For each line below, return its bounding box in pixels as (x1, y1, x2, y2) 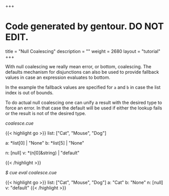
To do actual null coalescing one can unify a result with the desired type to (5, 99, 162, 105)
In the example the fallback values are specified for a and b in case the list (5, 84, 161, 90)
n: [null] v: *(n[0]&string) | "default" (5, 150, 80, 156)
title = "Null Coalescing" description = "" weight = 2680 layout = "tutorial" (5, 48, 161, 54)
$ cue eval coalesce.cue (5, 169, 57, 176)
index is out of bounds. (5, 90, 54, 96)
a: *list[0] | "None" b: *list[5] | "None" (5, 139, 84, 146)
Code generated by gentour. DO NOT (5, 21, 164, 32)
